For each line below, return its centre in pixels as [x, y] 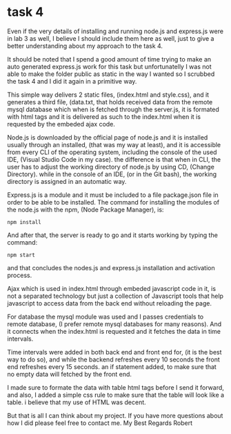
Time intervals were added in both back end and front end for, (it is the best [114, 352]
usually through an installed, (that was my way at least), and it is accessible [114, 144]
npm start [21, 255]
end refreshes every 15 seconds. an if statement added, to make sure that [112, 366]
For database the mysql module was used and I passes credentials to [106, 317]
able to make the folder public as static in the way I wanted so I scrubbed [111, 74]
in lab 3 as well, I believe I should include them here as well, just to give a [111, 38]
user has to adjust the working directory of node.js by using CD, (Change [111, 167]
